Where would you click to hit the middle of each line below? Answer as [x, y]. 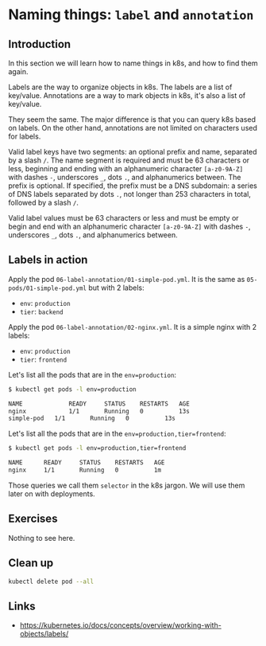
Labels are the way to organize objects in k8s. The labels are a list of [120, 87]
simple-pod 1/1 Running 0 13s [92, 419]
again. [19, 72]
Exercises [33, 519]
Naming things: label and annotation [131, 15]
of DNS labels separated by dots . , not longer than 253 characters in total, [130, 194]
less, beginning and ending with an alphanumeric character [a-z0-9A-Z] [126, 168]
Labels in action [48, 260]
